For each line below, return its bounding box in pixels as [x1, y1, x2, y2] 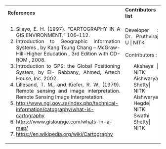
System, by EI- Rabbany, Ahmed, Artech [16, 69, 121, 76]
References [7, 9, 36, 16]
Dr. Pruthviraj [125, 33, 159, 40]
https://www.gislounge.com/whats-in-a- [16, 118, 113, 125]
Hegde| [133, 100, 151, 106]
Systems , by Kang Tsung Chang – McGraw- [16, 44, 121, 51]
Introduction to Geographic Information [16, 38, 121, 45]
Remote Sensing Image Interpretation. [16, 94, 104, 100]
